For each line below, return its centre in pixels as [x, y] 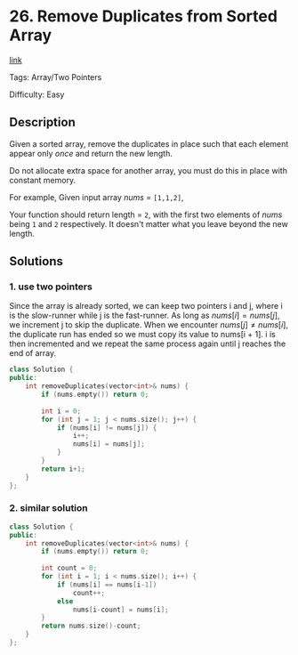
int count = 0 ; [69, 568]
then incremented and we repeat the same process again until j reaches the [148, 344]
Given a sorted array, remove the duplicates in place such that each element [149, 143]
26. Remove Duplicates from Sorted [144, 16]
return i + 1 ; [64, 469]
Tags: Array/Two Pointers [56, 77]
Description [42, 122]
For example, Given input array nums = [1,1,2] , [97, 197]
